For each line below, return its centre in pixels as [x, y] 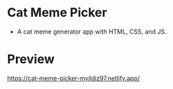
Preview [31, 59]
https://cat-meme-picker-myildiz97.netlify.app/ [73, 78]
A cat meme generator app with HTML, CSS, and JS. [92, 31]
